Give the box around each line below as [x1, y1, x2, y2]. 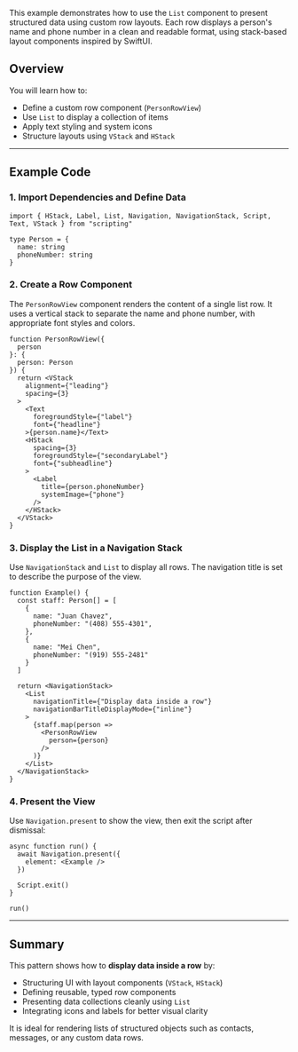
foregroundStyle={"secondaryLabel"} [32, 451, 169, 460]
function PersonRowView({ [9, 335, 105, 344]
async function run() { [9, 842, 98, 851]
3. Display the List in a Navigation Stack [9, 542, 184, 554]
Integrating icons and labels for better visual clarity [21, 1006, 208, 1016]
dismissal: [9, 825, 46, 835]
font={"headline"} [32, 420, 101, 429]
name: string [17, 242, 66, 251]
